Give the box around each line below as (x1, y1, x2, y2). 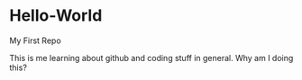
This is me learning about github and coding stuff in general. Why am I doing (9, 52, 294, 63)
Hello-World (9, 5, 103, 26)
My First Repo (9, 35, 61, 46)
